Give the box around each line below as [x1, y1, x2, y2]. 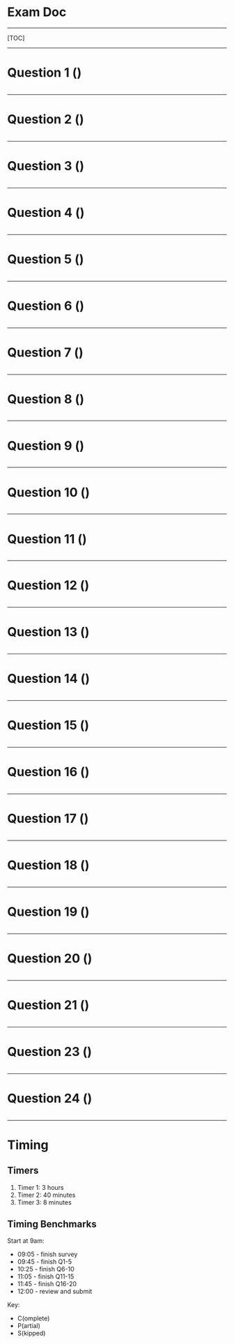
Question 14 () [7, 671, 91, 687]
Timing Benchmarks [7, 1218, 97, 1230]
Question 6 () [7, 298, 85, 314]
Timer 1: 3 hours [17, 1183, 64, 1191]
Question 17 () [7, 810, 89, 826]
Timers [7, 1165, 39, 1177]
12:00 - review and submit [17, 1288, 93, 1296]
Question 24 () [7, 1090, 93, 1106]
